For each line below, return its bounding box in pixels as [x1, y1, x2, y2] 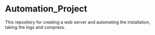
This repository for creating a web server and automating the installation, [5, 19, 151, 25]
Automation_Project [5, 3, 88, 14]
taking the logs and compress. [5, 24, 65, 30]
